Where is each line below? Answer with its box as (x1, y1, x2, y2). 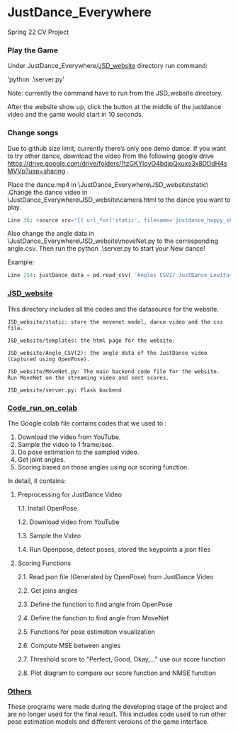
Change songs (7, 128, 59, 138)
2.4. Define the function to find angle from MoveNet (17, 613, 169, 622)
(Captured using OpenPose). (7, 356, 91, 363)
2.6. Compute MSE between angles (17, 641, 121, 649)
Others (7, 686, 32, 696)
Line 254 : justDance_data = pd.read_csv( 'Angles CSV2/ (7, 272, 176, 279)
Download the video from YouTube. (17, 433, 121, 441)
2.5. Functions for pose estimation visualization (17, 627, 156, 636)
